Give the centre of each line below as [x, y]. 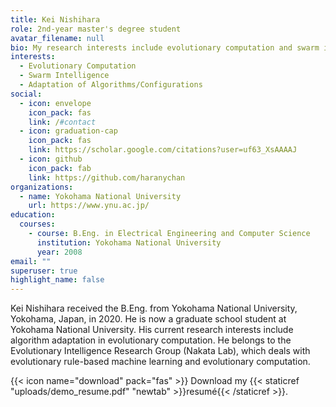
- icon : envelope [55, 103]
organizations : [42, 187]
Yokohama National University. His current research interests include [152, 330]
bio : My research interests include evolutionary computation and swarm [165, 47]
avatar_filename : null [57, 38]
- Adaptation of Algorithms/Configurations [111, 85]
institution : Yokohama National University [129, 242]
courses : [37, 224]
